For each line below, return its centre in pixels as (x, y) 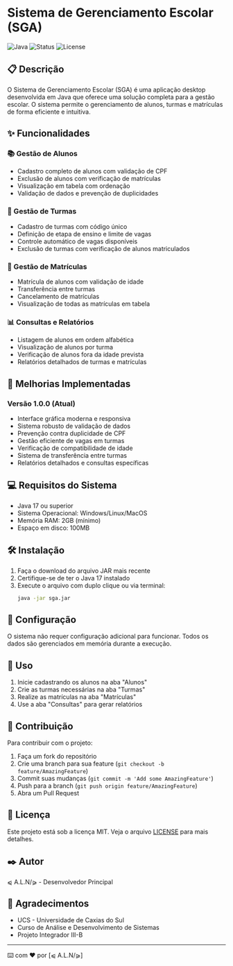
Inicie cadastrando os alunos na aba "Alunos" (82, 682)
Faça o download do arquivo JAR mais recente (84, 571)
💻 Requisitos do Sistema (62, 486)
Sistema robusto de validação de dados (74, 426)
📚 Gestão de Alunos (42, 154)
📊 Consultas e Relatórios (51, 322)
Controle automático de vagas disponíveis (77, 241)
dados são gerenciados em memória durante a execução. (89, 644)
